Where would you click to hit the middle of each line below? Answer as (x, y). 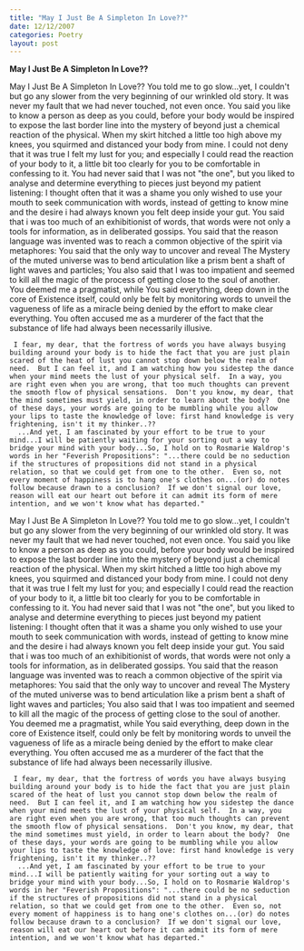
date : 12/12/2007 (42, 26)
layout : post (34, 43)
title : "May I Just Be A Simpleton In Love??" (99, 18)
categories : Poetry (46, 35)
